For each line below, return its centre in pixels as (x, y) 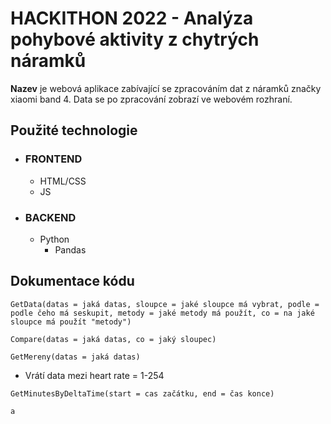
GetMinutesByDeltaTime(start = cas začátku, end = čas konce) (142, 393)
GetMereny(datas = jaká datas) (75, 357)
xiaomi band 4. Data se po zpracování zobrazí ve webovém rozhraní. (151, 99)
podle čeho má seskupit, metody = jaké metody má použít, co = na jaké (162, 313)
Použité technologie (74, 130)
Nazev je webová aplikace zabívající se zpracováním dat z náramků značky (166, 88)
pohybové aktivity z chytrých (135, 39)
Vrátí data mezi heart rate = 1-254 (94, 375)
